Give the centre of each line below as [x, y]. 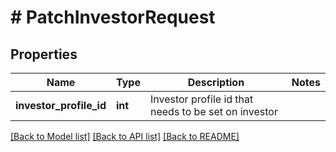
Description [216, 82]
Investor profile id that [201, 99]
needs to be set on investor [213, 111]
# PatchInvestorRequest [113, 17]
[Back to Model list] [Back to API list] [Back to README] [125, 136]
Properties [44, 54]
